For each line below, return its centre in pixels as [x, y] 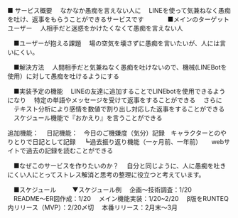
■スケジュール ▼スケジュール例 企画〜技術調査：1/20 [102, 190]
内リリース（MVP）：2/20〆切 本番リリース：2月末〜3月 [92, 207]
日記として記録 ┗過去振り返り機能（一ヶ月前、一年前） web [128, 142]
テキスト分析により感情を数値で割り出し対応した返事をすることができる [119, 109]
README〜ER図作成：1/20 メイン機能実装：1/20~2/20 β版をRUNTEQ [121, 198]
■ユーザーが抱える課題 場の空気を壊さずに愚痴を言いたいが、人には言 [119, 43]
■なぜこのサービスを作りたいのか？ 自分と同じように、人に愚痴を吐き [120, 166]
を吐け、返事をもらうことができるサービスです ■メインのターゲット [118, 19]
